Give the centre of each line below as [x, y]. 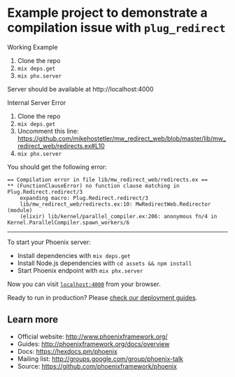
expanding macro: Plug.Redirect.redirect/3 [84, 198]
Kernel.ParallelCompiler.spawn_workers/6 [69, 222]
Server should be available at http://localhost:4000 [80, 89]
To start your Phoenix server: [49, 242]
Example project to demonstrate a [107, 13]
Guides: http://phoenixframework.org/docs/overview [93, 343]
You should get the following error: [57, 166]
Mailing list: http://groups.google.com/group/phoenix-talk [100, 359]
